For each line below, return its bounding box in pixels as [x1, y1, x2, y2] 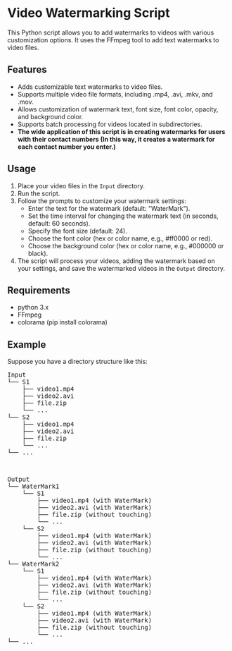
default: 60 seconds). [27, 219, 91, 227]
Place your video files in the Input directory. [17, 181, 146, 190]
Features [7, 63, 47, 75]
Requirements [7, 284, 70, 296]
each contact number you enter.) [17, 142, 116, 151]
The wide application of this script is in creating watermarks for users [17, 127, 226, 135]
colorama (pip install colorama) [17, 318, 108, 327]
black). [27, 249, 49, 257]
